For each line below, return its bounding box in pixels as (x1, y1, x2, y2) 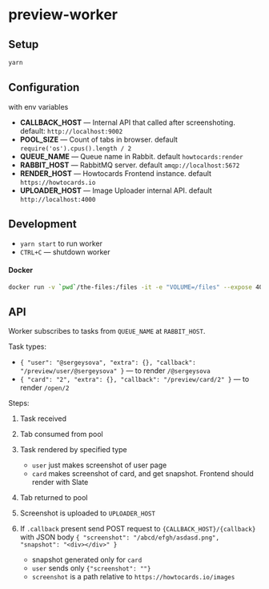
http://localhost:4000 (19, 195, 96, 203)
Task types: (8, 342, 46, 351)
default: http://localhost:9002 (19, 126, 123, 135)
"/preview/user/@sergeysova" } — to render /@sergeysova (19, 366, 211, 375)
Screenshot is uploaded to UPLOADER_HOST (19, 508, 156, 518)
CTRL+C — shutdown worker (19, 246, 110, 257)
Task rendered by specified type (19, 445, 127, 455)
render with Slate (31, 478, 89, 487)
